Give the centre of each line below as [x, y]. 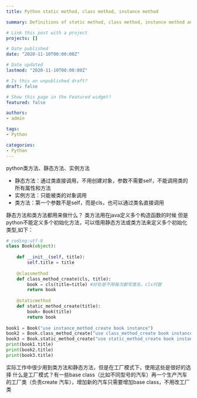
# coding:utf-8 [25, 241]
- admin [16, 119]
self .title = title [51, 262]
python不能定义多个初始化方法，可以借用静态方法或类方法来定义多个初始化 [97, 222]
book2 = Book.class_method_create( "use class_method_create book [87, 333]
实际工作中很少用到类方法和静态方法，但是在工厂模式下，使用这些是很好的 [96, 367]
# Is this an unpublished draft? [47, 81]
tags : [13, 129]
